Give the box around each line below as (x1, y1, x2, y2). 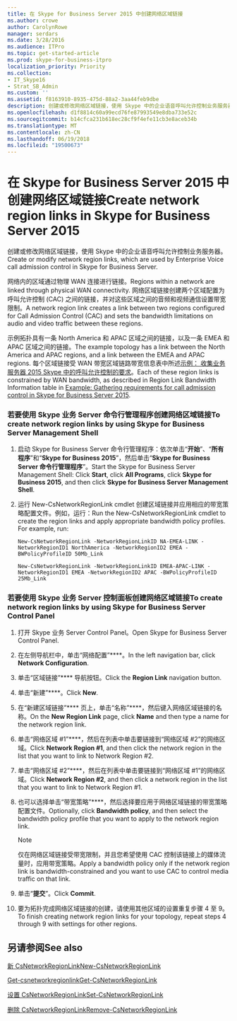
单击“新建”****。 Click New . (17, 688, 99, 697)
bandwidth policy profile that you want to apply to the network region (17, 814, 219, 823)
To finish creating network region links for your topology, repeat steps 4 (17, 912, 227, 921)
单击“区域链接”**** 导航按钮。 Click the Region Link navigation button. (17, 673, 222, 681)
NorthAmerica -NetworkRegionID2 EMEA (71, 544, 183, 552)
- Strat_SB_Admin (7, 83, 59, 90)
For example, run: (17, 524, 69, 533)
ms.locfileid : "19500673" (7, 142, 83, 149)
